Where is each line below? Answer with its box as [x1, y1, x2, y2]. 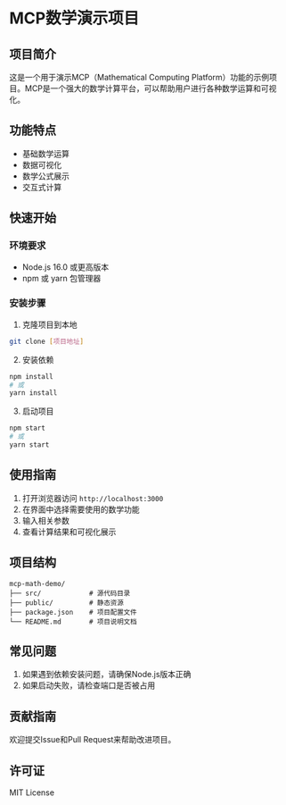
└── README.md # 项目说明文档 [9, 617, 137, 626]
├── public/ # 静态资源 [9, 598, 125, 608]
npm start [9, 423, 46, 433]
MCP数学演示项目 [9, 8, 140, 29]
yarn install [9, 389, 58, 398]
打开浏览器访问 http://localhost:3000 [21, 492, 164, 503]
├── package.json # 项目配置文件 [9, 608, 137, 616]
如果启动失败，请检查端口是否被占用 [21, 680, 156, 691]
